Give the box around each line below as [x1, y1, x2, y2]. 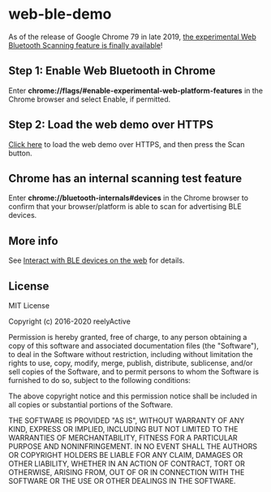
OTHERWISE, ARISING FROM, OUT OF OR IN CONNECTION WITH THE [8, 468, 245, 477]
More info [8, 233, 58, 248]
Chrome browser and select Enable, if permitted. [8, 94, 171, 104]
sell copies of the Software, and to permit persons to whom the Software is [8, 367, 260, 377]
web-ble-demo [8, 5, 112, 24]
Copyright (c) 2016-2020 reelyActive [8, 316, 131, 326]
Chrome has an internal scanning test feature [8, 172, 243, 185]
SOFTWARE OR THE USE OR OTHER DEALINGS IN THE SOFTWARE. [8, 477, 236, 485]
